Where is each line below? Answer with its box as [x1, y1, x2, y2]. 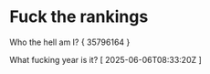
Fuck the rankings [9, 6, 149, 27]
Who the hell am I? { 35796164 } [9, 37, 131, 48]
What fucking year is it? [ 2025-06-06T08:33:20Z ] [9, 54, 203, 65]
